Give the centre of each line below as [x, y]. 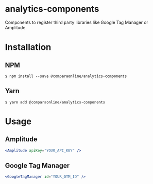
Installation [28, 47]
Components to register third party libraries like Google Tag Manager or [76, 22]
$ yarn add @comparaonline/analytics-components [55, 102]
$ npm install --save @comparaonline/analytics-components [66, 76]
